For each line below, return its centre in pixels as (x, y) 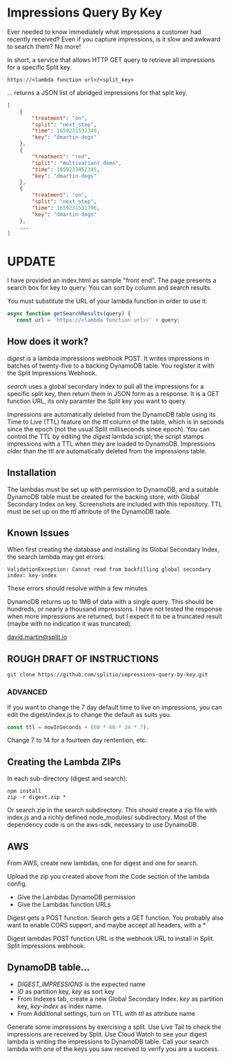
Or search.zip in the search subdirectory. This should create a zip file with (112, 810)
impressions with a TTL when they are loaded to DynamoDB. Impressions (111, 444)
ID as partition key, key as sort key (66, 991)
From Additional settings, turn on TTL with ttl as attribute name (106, 1013)
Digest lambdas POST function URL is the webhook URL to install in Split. (111, 939)
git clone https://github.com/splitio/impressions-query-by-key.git (108, 675)
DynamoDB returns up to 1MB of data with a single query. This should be (110, 602)
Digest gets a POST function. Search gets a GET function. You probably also (115, 918)
